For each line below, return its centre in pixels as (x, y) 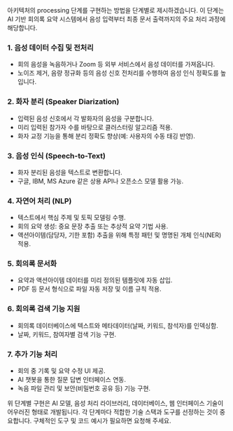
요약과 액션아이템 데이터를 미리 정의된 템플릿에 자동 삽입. (95, 280)
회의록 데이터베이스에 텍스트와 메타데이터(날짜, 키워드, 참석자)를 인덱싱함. (118, 325)
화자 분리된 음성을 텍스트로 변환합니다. (70, 172)
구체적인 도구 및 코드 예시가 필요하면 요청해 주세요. (102, 421)
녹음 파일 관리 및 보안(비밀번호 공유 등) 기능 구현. (84, 388)
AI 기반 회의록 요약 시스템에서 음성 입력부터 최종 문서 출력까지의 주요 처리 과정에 (116, 19)
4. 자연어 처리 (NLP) (40, 200)
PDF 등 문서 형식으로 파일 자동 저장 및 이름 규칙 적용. (90, 289)
